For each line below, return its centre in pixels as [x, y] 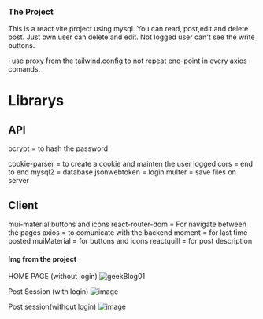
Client [23, 205]
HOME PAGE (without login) [53, 277]
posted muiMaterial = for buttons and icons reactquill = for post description [130, 241]
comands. [24, 69]
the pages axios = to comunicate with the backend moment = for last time [128, 233]
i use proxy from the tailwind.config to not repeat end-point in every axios [128, 60]
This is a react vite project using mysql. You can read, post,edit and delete [128, 29]
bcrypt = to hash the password [58, 148]
